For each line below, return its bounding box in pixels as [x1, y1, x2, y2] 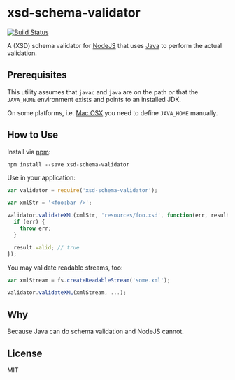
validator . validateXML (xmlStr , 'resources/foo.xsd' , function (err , [7, 212, 208, 219]
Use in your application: [7, 173, 76, 182]
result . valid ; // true [13, 244, 80, 251]
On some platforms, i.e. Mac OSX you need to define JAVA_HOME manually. [7, 108, 218, 117]
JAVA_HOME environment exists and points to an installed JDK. [7, 95, 182, 103]
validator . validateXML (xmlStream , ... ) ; [7, 289, 127, 296]
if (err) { [13, 219, 45, 226]
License [7, 347, 43, 359]
